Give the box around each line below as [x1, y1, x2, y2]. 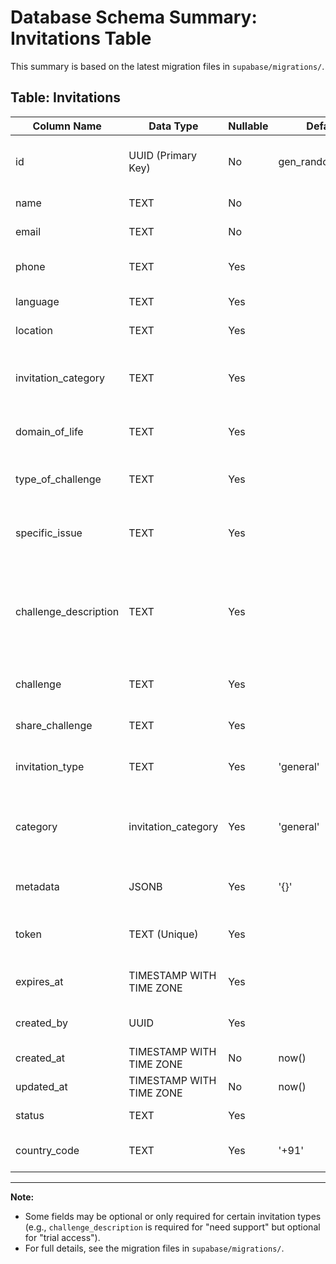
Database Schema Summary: [10, 6, 258, 29]
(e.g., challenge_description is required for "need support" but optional [24, 1221, 321, 1233]
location [15, 323, 53, 337]
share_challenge [15, 718, 93, 732]
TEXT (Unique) [128, 927, 199, 941]
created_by [15, 1016, 68, 1030]
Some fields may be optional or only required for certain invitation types [24, 1210, 322, 1222]
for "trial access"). [24, 1231, 101, 1243]
